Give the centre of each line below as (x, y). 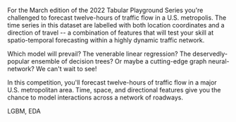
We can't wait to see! (67, 69)
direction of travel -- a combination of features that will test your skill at (111, 32)
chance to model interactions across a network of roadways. (95, 97)
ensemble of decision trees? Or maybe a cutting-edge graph (119, 61)
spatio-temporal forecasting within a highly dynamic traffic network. (106, 40)
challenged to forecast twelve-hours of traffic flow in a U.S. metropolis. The (117, 18)
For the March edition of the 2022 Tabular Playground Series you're (105, 10)
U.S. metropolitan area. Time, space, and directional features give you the (114, 90)
